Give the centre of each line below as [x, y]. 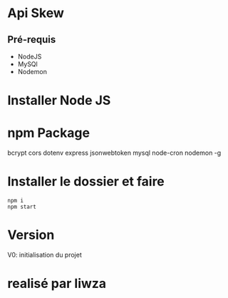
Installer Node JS [59, 101]
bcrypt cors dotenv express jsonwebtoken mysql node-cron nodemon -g [114, 153]
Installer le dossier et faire [86, 181]
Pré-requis [32, 40]
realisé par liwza [57, 284]
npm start [22, 207]
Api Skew [36, 13]
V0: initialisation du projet [45, 255]
